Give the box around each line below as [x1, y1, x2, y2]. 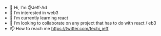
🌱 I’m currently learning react [9, 15, 68, 20]
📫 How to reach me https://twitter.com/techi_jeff [9, 26, 109, 31]
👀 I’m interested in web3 [9, 10, 59, 16]
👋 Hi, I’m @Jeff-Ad [9, 5, 47, 10]
